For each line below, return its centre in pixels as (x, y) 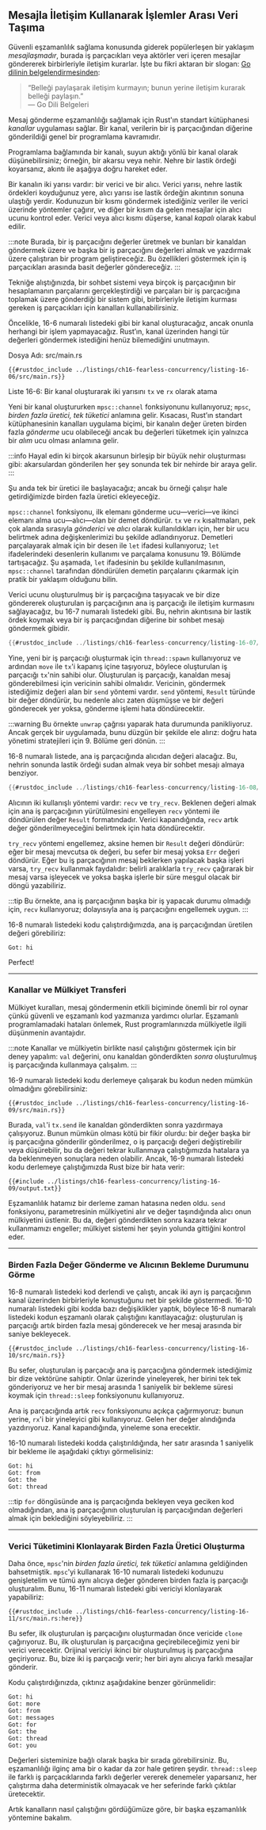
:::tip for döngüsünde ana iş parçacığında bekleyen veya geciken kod (121, 1502)
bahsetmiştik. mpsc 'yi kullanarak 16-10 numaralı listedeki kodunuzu (116, 1572)
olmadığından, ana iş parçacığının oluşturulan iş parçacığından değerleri (125, 1510)
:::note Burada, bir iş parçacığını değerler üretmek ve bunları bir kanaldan (127, 241)
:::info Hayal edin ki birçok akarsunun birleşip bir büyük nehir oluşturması (127, 456)
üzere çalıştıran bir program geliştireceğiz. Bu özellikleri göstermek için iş (127, 258)
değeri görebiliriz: (37, 932)
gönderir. (23, 1667)
